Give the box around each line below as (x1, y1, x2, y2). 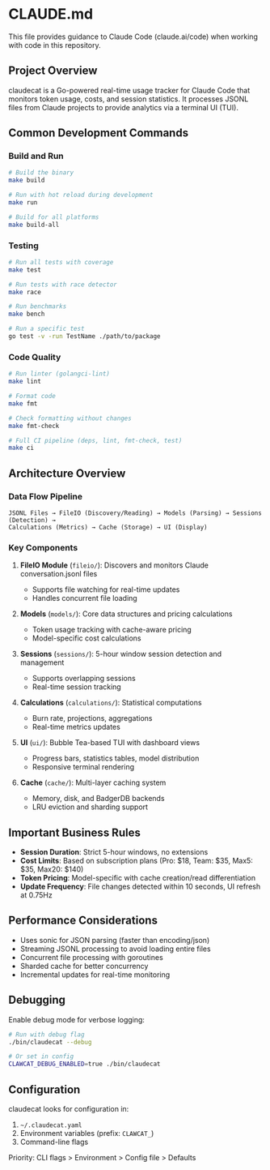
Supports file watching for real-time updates (32, 585, 180, 594)
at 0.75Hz (19, 890, 53, 900)
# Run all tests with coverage (8, 258, 114, 266)
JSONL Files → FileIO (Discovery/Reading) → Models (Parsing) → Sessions (8, 508, 263, 517)
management (19, 658, 65, 667)
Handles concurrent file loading (32, 594, 137, 603)
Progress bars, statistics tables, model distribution (32, 753, 200, 763)
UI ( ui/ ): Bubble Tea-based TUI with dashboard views (19, 738, 200, 748)
